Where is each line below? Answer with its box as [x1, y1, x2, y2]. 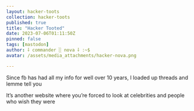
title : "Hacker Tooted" [6, 25, 65, 31]
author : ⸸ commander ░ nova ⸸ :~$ [6, 47, 90, 53]
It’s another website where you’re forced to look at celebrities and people [6, 92, 185, 99]
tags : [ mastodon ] [6, 42, 49, 48]
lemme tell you [6, 80, 42, 87]
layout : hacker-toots [6, 8, 60, 15]
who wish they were [6, 98, 55, 105]
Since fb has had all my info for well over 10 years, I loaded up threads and [6, 74, 189, 81]
